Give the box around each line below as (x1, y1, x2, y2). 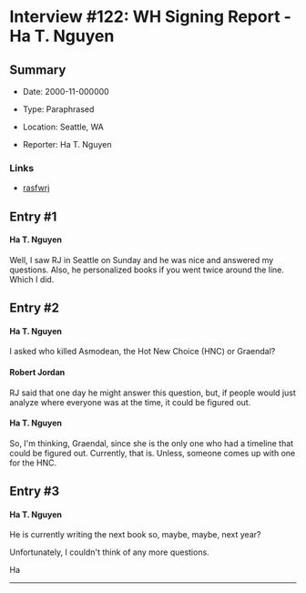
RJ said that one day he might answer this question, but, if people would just (9, 387, 296, 398)
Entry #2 (9, 301, 59, 316)
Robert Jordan (9, 367, 66, 378)
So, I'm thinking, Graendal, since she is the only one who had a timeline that (9, 437, 294, 448)
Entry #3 (9, 484, 60, 499)
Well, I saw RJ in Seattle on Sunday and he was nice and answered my (9, 254, 274, 265)
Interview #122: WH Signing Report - (9, 6, 291, 27)
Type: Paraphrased (22, 104, 95, 115)
